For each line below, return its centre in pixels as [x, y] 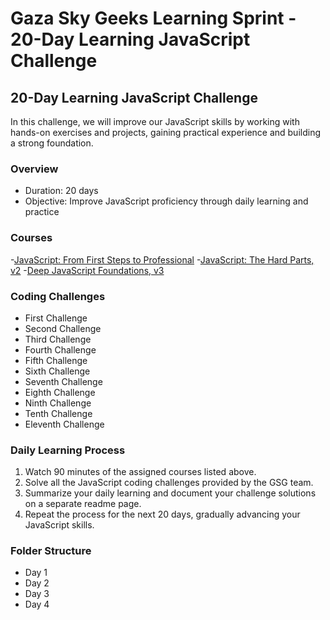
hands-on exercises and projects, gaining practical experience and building [166, 132]
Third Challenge [58, 339]
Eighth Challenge [60, 392]
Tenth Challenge [58, 413]
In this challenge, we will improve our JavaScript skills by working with [155, 121]
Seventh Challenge [63, 381]
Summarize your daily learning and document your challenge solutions [170, 493]
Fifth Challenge [56, 360]
